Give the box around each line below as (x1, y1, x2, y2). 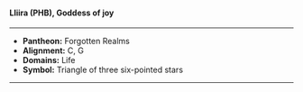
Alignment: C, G (22, 45, 84, 56)
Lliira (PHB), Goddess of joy (9, 7, 115, 18)
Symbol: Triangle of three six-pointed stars (22, 64, 183, 76)
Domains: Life (22, 55, 76, 66)
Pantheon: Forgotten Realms (22, 36, 131, 47)
